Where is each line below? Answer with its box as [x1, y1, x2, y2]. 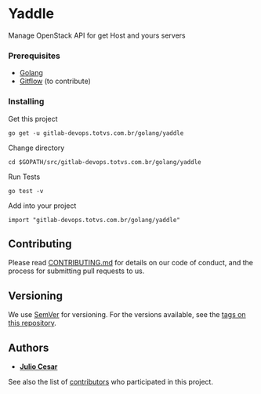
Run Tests [8, 172, 41, 181]
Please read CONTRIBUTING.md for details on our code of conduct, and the [8, 258, 253, 268]
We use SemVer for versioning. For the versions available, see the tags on [8, 310, 246, 319]
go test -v [8, 187, 44, 195]
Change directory [8, 143, 65, 152]
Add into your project [8, 201, 77, 210]
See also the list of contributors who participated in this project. [8, 377, 214, 386]
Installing [8, 96, 45, 107]
